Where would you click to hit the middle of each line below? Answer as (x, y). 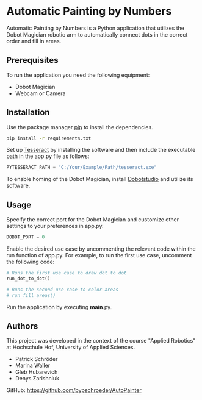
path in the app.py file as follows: (48, 156)
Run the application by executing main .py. (59, 307)
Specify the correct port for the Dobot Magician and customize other (92, 220)
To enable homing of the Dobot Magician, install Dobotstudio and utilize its (100, 179)
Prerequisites (32, 60)
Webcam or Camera (40, 93)
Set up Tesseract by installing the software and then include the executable (101, 150)
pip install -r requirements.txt (49, 138)
